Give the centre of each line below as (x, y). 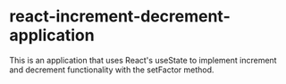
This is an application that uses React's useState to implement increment (143, 60)
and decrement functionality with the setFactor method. (112, 70)
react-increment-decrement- (120, 17)
